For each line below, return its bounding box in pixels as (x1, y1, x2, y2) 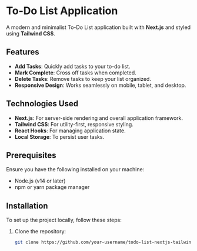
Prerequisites (6, 150, 56, 160)
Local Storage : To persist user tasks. (14, 133, 105, 140)
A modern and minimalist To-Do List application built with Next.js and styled (6, 24, 191, 31)
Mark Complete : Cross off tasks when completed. (14, 69, 136, 76)
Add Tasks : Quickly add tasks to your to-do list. (14, 63, 131, 70)
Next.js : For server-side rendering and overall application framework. (14, 114, 183, 122)
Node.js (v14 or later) (14, 177, 66, 184)
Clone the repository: (14, 228, 66, 235)
